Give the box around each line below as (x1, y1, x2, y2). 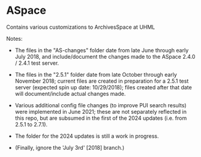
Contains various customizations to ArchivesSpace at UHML (6, 23, 155, 31)
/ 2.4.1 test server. (14, 59, 59, 67)
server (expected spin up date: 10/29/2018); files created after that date (14, 83, 192, 90)
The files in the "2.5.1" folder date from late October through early (14, 71, 177, 78)
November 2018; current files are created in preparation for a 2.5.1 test (14, 77, 189, 84)
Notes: (6, 35, 23, 42)
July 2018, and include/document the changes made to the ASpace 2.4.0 (14, 53, 196, 60)
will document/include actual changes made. (14, 90, 126, 97)
